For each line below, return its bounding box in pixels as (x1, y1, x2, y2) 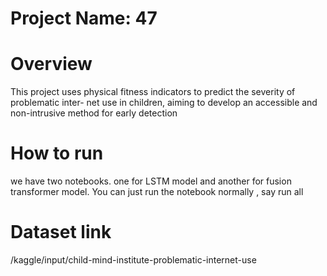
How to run (10, 142, 104, 165)
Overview (10, 53, 93, 76)
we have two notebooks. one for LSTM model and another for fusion (10, 175, 292, 187)
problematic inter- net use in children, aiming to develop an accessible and (10, 97, 318, 109)
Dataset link (10, 221, 112, 244)
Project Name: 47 (10, 7, 158, 30)
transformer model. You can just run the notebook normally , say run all (10, 186, 304, 198)
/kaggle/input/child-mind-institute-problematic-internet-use (10, 254, 257, 266)
